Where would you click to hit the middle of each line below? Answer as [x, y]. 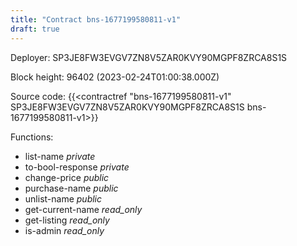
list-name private [60, 156]
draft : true [35, 29]
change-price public [67, 177]
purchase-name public [71, 188]
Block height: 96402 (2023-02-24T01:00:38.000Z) [115, 77]
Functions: [32, 137]
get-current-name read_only [83, 209]
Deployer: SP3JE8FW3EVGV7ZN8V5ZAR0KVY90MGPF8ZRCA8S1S [149, 57]
